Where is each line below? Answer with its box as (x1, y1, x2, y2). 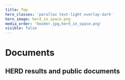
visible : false (5, 26, 37, 31)
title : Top (5, 7, 28, 12)
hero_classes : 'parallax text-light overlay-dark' (5, 12, 113, 17)
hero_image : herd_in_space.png (5, 16, 71, 21)
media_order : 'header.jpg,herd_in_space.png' (5, 21, 102, 26)
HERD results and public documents (5, 67, 120, 75)
